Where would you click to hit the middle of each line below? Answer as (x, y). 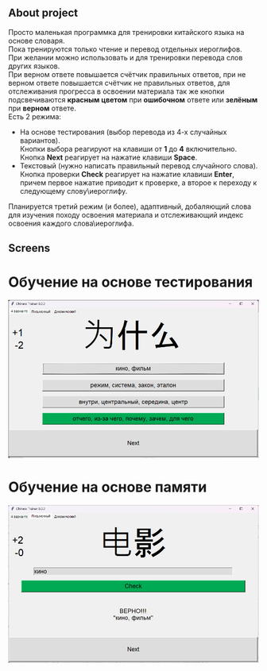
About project (43, 13)
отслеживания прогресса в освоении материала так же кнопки (116, 91)
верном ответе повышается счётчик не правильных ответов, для (119, 83)
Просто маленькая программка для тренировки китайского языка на (126, 32)
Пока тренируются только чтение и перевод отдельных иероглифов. (125, 49)
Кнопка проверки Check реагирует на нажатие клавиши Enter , (127, 174)
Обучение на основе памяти (108, 487)
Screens (29, 248)
